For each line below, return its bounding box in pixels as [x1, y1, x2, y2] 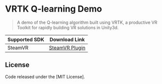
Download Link [49, 36, 85, 43]
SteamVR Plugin [49, 44, 86, 51]
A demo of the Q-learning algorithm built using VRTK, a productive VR [17, 19, 158, 25]
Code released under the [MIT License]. [5, 74, 85, 80]
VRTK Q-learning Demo [5, 3, 102, 15]
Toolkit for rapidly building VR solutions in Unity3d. [17, 24, 119, 30]
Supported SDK [7, 36, 45, 43]
